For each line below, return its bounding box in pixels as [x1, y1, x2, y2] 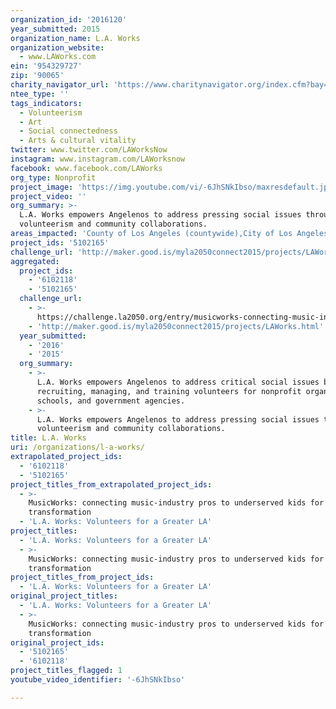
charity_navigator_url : [10, 80, 110, 90]
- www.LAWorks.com [19, 52, 97, 62]
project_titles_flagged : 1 [10, 666, 123, 676]
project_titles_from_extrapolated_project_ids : [10, 479, 213, 490]
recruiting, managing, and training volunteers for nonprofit [36, 386, 302, 396]
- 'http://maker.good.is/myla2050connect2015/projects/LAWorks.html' [28, 321, 325, 331]
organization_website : [10, 42, 105, 53]
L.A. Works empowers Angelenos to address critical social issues [36, 377, 320, 387]
